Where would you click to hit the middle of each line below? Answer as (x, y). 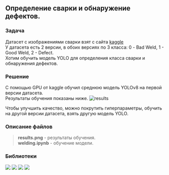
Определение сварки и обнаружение (68, 8)
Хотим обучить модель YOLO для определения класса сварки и (75, 58)
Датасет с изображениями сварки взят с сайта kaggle (64, 42)
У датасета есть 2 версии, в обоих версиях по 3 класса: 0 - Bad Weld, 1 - (84, 47)
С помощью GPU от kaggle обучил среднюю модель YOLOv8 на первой (83, 87)
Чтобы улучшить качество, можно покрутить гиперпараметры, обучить (84, 108)
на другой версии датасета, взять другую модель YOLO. (67, 113)
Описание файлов (29, 126)
